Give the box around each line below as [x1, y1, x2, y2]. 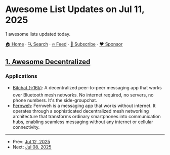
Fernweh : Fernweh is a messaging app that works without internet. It [12, 102, 156, 109]
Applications [5, 73, 37, 80]
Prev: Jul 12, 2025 [12, 138, 51, 144]
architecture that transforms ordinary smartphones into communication [12, 113, 161, 119]
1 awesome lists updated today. [5, 31, 71, 37]
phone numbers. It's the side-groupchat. [12, 97, 98, 103]
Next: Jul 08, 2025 [12, 144, 52, 150]
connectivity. [12, 124, 40, 130]
